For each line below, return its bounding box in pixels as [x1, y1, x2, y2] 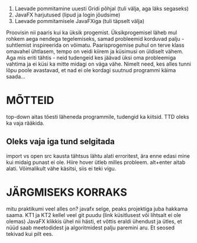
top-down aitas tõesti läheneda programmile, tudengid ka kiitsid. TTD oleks [6, 113, 189, 120]
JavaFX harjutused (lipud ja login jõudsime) [14, 11, 121, 18]
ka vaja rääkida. [6, 119, 44, 127]
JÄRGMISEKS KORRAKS [6, 186, 127, 199]
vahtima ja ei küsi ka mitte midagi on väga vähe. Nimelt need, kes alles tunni [6, 60, 191, 67]
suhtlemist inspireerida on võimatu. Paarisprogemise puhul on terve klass [6, 41, 185, 48]
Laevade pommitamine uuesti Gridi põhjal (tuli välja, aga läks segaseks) [14, 5, 189, 12]
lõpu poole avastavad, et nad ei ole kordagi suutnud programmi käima [6, 67, 176, 73]
